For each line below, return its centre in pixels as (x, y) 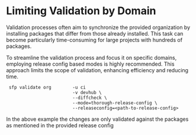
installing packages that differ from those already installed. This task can (95, 33)
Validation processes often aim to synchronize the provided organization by (98, 27)
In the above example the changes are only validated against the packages (97, 119)
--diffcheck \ (90, 98)
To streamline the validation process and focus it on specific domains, (91, 57)
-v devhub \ (87, 92)
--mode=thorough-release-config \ (115, 103)
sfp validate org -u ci (47, 87)
